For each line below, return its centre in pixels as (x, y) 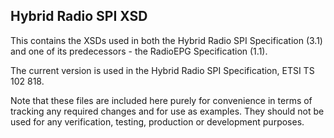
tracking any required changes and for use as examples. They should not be (167, 111)
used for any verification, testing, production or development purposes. (157, 121)
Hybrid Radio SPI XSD (79, 16)
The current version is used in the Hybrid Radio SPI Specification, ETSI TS (162, 70)
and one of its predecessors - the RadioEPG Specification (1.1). (139, 51)
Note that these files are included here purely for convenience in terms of (161, 100)
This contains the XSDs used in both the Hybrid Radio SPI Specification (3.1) (166, 40)
